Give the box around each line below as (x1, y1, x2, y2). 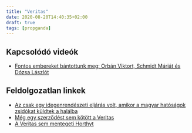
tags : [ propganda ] (6, 25, 51, 31)
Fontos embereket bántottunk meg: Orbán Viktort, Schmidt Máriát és (14, 62, 181, 69)
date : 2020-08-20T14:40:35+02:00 (6, 14, 88, 20)
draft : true (6, 19, 35, 25)
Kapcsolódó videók (6, 46, 79, 56)
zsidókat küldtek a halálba (14, 107, 78, 115)
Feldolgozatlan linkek (6, 86, 86, 96)
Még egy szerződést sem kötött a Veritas (14, 114, 114, 121)
